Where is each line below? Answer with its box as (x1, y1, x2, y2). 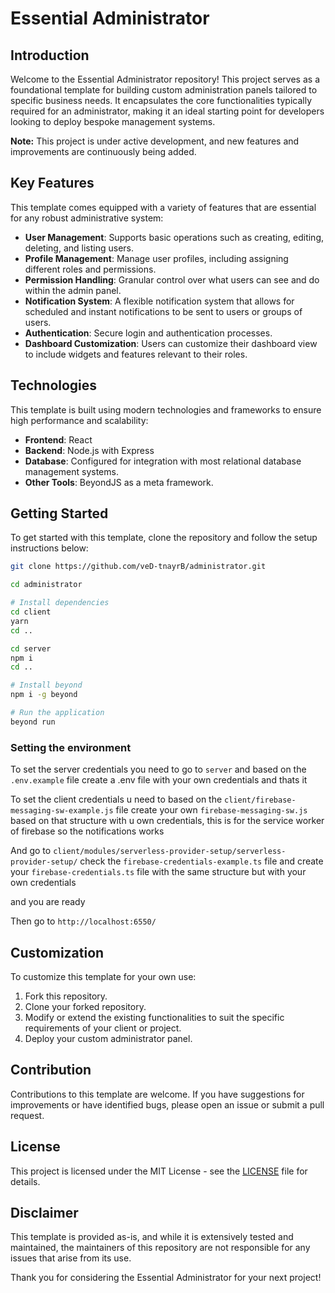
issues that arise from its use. (10, 1252, 132, 1264)
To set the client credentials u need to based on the (10, 793, 223, 806)
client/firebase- (224, 795, 297, 806)
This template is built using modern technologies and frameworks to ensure (10, 403, 322, 416)
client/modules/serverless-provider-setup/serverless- (53, 847, 287, 857)
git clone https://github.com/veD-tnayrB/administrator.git (10, 562, 267, 572)
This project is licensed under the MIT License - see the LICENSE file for (10, 1165, 308, 1177)
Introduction (10, 47, 90, 64)
